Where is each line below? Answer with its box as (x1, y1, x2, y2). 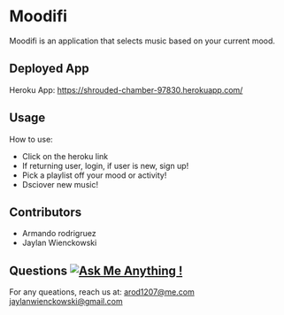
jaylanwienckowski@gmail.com (9, 296, 123, 307)
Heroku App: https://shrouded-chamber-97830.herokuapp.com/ (9, 84, 243, 95)
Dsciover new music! (21, 179, 99, 189)
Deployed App (9, 61, 90, 76)
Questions (9, 263, 68, 278)
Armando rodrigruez (21, 228, 96, 239)
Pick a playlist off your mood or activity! (21, 170, 167, 181)
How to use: (9, 134, 53, 144)
